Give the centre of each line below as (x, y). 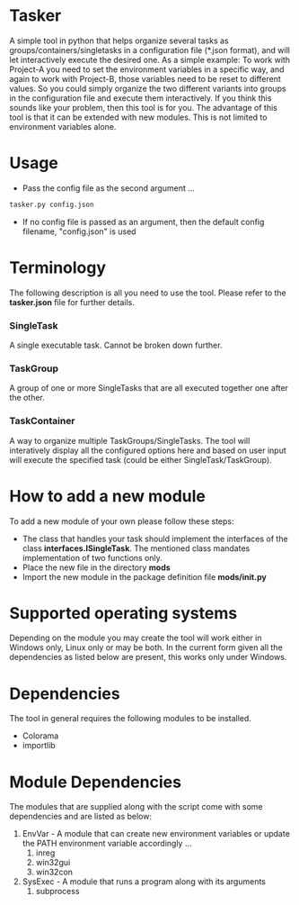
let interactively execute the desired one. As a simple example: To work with (149, 59)
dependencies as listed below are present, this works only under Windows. (148, 657)
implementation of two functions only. (92, 557)
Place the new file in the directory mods (96, 567)
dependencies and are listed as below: (81, 817)
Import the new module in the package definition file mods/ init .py (144, 576)
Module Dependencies (96, 782)
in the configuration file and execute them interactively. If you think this (141, 98)
